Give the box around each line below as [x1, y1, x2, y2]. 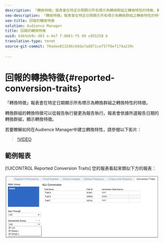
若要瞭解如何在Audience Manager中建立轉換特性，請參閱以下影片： [5, 126, 142, 132]
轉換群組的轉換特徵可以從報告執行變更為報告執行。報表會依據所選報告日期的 [5, 110, 159, 116]
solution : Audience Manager [5, 23, 62, 28]
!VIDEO [17, 136, 32, 142]
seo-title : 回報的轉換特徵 [5, 18, 55, 23]
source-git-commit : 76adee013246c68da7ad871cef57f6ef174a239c [5, 44, 134, 49]
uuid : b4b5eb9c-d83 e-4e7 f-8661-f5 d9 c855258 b [5, 34, 108, 39]
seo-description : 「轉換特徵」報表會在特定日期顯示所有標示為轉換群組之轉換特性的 [5, 13, 155, 18]
